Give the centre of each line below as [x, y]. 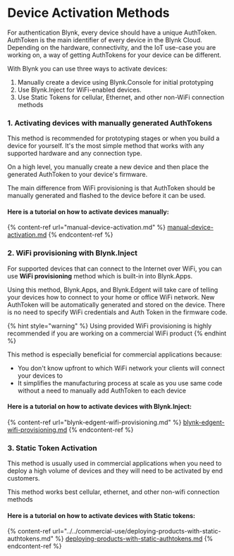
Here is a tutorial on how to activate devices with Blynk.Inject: [100, 407]
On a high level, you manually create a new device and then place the [108, 167]
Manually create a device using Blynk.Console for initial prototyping [115, 82]
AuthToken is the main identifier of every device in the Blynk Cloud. [105, 39]
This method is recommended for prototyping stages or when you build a [113, 138]
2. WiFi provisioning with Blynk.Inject [73, 253]
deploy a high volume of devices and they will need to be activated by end [115, 471]
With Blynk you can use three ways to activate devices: [87, 68]
